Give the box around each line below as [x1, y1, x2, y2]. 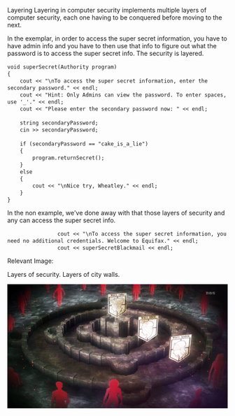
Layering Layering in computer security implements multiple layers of [7, 6, 207, 14]
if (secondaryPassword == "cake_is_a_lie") [20, 141, 149, 148]
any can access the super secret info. [7, 216, 116, 224]
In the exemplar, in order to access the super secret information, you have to [7, 34, 227, 43]
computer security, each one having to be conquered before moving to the [7, 13, 222, 22]
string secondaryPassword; [20, 120, 99, 127]
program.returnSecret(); [32, 155, 105, 162]
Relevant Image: [7, 257, 54, 265]
